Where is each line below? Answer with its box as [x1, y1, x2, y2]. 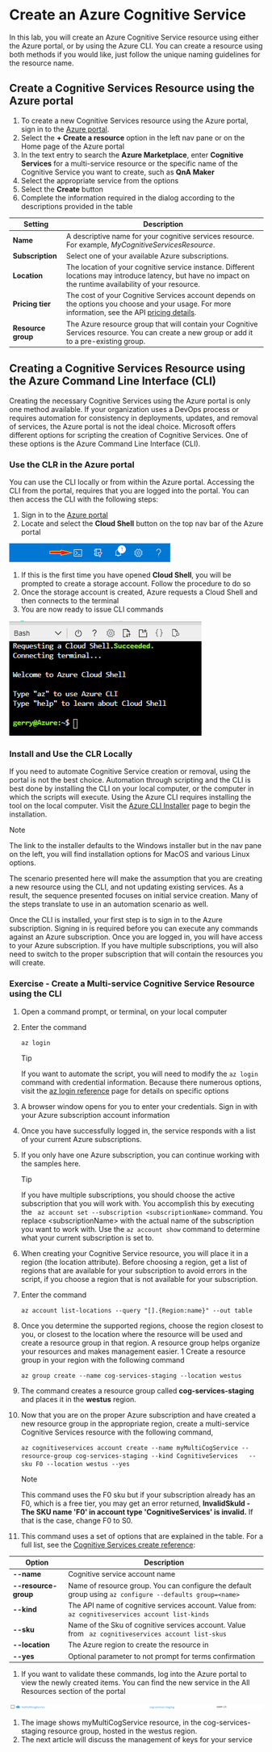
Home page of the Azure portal [20, 141, 124, 151]
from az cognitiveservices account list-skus [68, 1629, 227, 1639]
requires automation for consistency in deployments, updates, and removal [9, 413, 258, 422]
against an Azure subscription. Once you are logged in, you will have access [9, 932, 263, 942]
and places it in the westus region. [20, 1394, 136, 1404]
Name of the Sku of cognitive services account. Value [68, 1620, 246, 1630]
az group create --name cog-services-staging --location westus [20, 1372, 242, 1380]
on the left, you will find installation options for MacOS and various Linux [9, 850, 250, 859]
